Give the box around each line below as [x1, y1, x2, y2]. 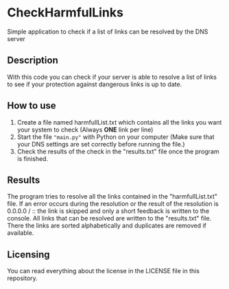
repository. [7, 274, 38, 282]
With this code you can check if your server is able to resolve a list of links [7, 73, 217, 81]
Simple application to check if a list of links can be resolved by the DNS [7, 27, 208, 36]
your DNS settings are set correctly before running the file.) [16, 140, 185, 148]
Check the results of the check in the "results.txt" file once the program [16, 147, 219, 155]
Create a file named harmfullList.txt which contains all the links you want [16, 118, 222, 126]
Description [7, 55, 58, 66]
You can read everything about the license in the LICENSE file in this [7, 267, 200, 275]
